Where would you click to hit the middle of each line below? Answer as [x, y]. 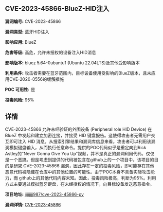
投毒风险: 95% [20, 100]
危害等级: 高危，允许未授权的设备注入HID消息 [51, 52]
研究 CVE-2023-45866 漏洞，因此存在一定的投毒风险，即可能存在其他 [84, 166]
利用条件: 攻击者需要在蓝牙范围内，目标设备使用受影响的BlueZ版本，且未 [78, 73]
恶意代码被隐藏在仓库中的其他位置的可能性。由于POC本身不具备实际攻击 [78, 172]
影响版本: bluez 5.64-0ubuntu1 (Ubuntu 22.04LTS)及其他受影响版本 [72, 63]
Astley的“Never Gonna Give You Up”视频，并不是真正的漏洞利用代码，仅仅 [80, 153]
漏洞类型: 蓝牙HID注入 [27, 32]
